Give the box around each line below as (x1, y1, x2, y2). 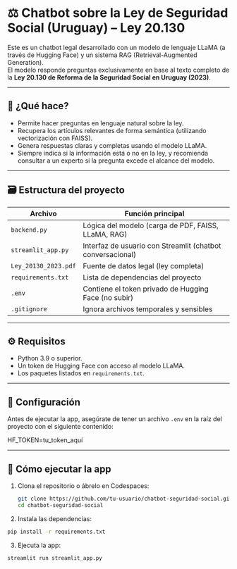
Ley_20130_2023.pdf (11, 262, 76, 270)
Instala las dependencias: (17, 514, 92, 523)
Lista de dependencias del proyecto (83, 273, 202, 282)
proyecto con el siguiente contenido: (7, 423, 114, 431)
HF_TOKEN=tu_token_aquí (7, 436, 83, 444)
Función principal (124, 208, 185, 218)
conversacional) (83, 249, 136, 259)
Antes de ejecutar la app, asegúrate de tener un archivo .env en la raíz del (7, 415, 222, 423)
